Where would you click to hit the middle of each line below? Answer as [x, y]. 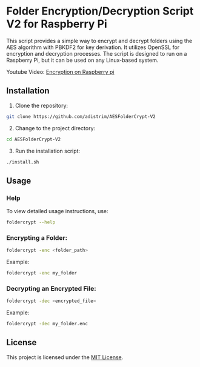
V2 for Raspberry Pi [57, 24]
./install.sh [23, 162]
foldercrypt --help [31, 222]
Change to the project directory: [55, 128]
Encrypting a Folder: [37, 237]
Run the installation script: [48, 151]
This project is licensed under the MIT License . [65, 357]
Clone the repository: [42, 105]
